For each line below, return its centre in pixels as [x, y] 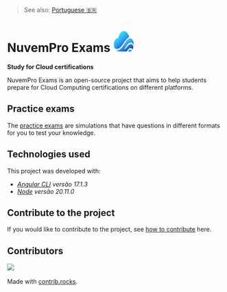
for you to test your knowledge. [51, 132]
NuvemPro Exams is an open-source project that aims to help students [107, 80]
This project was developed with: [54, 171]
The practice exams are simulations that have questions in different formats [114, 125]
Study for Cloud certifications [50, 66]
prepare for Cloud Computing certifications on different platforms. [100, 87]
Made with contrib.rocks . [43, 282]
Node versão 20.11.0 [46, 191]
